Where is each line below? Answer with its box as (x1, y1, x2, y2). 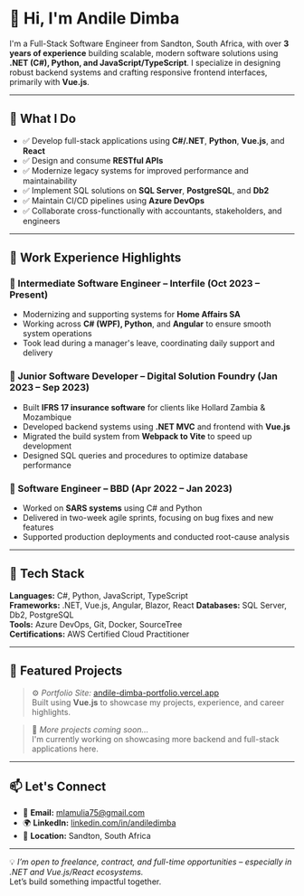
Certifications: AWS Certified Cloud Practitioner (9, 628, 190, 639)
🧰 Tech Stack (9, 566, 85, 581)
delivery (22, 347, 53, 358)
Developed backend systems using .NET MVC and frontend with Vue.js (22, 420, 291, 432)
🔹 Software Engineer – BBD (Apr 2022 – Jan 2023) (9, 482, 233, 495)
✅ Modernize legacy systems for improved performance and (22, 165, 249, 175)
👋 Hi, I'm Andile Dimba (9, 8, 180, 29)
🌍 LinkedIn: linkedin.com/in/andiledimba (22, 817, 176, 828)
